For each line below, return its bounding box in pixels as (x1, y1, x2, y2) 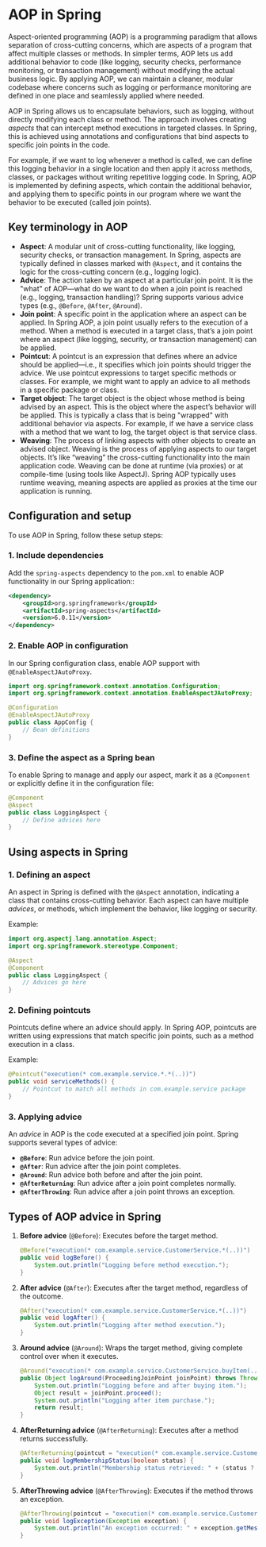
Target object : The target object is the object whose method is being (19, 393, 245, 402)
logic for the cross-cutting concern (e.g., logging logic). (19, 267, 202, 276)
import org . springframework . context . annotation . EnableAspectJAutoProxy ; (8, 689, 253, 698)
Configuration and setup (8, 510, 132, 523)
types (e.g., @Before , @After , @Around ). (19, 300, 142, 310)
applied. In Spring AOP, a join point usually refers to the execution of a (19, 317, 249, 327)
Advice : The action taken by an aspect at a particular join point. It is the (19, 275, 253, 285)
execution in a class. (8, 1040, 75, 1049)
